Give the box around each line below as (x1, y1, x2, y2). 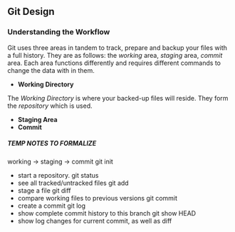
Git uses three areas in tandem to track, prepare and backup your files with (7, 43, 228, 52)
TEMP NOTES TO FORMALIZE (7, 139, 97, 148)
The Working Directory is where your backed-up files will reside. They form (7, 94, 229, 102)
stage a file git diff (17, 186, 71, 195)
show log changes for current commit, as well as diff (17, 216, 172, 225)
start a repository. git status (17, 171, 99, 179)
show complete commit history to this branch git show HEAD (17, 208, 197, 217)
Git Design (7, 6, 55, 18)
